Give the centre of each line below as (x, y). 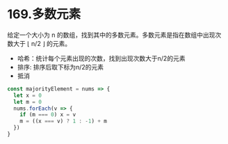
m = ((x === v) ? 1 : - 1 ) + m (64, 121)
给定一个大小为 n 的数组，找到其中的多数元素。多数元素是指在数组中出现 (111, 35)
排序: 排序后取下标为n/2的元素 (60, 67)
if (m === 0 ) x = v (48, 115)
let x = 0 (27, 95)
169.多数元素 (44, 14)
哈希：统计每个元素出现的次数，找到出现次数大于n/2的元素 (101, 58)
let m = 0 (27, 102)
